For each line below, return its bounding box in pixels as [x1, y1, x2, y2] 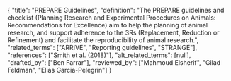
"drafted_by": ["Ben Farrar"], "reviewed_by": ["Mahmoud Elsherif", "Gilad [7, 58, 221, 66]
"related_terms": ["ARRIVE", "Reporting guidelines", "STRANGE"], [7, 44, 198, 51]
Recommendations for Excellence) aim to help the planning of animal [7, 21, 208, 29]
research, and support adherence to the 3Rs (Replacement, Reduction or [7, 28, 220, 37]
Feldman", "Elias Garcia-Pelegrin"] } [7, 66, 112, 74]
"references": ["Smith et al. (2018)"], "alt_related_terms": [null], [7, 51, 191, 59]
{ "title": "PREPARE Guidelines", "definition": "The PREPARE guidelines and [7, 6, 225, 14]
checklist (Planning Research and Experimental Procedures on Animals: [7, 13, 216, 22]
